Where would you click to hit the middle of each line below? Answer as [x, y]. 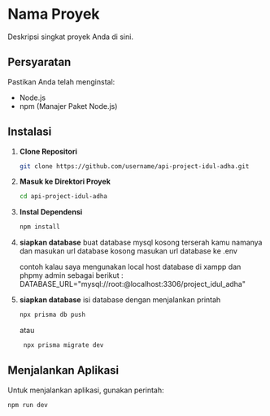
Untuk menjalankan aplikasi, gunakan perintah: [86, 390]
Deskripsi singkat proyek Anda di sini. [70, 37]
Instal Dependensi [51, 212]
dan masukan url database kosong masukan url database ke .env [128, 251]
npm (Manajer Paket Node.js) [68, 106]
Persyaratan [39, 62]
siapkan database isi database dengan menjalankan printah [120, 300]
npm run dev [28, 405]
